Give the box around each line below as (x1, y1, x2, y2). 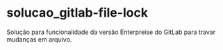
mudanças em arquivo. (6, 35, 72, 43)
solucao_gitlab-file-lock (6, 5, 149, 21)
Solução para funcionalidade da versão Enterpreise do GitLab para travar (6, 28, 216, 36)
